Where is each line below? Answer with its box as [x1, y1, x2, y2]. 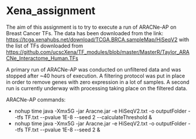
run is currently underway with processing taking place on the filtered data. [6, 84, 188, 91]
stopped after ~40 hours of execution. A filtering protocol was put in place [6, 72, 185, 79]
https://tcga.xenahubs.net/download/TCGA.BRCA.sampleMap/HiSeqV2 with [6, 36, 190, 43]
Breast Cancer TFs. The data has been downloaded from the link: [6, 29, 164, 36]
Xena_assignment [6, 4, 95, 18]
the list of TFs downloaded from [6, 42, 84, 49]
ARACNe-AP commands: [6, 96, 66, 103]
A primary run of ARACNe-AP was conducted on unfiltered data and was [6, 66, 181, 73]
